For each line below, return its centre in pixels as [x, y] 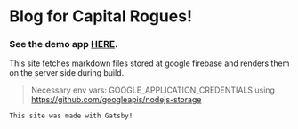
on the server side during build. [67, 73]
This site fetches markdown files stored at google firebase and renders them [149, 63]
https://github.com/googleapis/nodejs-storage [116, 100]
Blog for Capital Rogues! [101, 16]
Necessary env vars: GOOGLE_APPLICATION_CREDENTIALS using [153, 90]
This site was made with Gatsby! [71, 116]
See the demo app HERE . [64, 44]
